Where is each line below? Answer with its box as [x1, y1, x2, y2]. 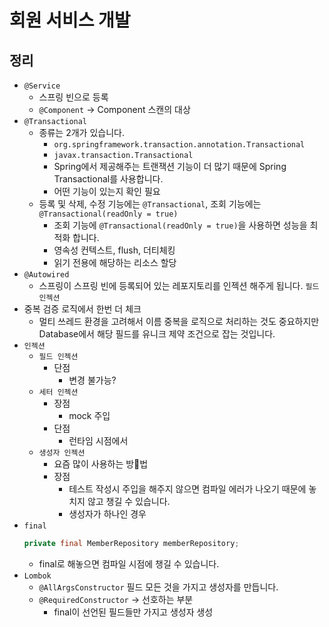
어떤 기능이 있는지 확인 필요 [53, 186, 161, 197]
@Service [23, 81, 61, 91]
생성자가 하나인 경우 [68, 508, 147, 520]
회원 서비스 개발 [9, 9, 131, 32]
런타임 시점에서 [68, 435, 129, 446]
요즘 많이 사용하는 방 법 [53, 458, 149, 470]
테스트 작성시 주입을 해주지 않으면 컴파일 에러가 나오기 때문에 [68, 483, 307, 495]
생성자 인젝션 [38, 448, 86, 458]
